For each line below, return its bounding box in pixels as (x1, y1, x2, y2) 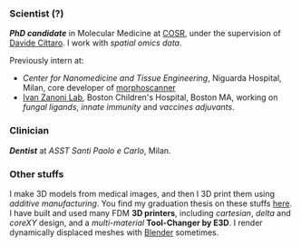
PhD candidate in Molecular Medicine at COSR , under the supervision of (9, 28, 281, 39)
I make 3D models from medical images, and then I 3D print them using (9, 188, 275, 199)
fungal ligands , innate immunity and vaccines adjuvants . (22, 102, 235, 113)
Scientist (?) (9, 7, 64, 20)
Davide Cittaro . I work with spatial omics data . (9, 37, 182, 48)
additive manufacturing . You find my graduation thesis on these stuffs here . (9, 198, 293, 209)
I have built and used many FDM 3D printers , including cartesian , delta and (9, 207, 292, 218)
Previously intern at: (9, 55, 84, 66)
